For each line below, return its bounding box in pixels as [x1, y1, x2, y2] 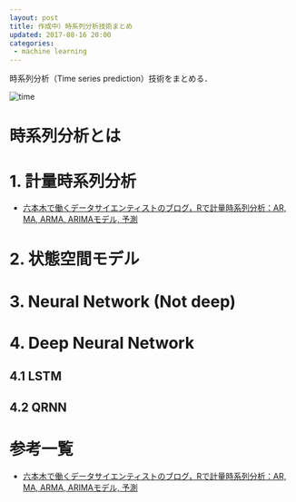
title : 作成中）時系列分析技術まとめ [9, 22, 133, 31]
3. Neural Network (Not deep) [9, 291, 236, 311]
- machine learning [13, 47, 88, 56]
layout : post [9, 13, 59, 23]
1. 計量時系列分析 [9, 171, 137, 192]
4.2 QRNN [9, 399, 67, 415]
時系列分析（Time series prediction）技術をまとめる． [9, 74, 212, 84]
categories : [9, 38, 54, 48]
